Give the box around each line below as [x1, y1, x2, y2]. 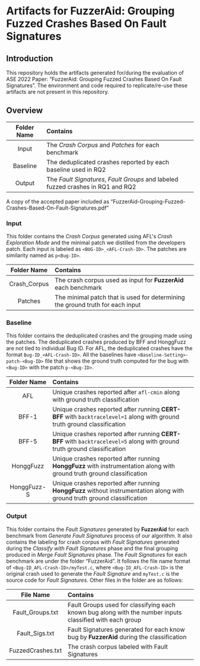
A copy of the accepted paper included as [6, 198, 110, 205]
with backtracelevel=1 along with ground [64, 413, 180, 421]
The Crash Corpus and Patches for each [46, 140, 160, 149]
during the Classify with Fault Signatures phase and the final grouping [6, 545, 179, 552]
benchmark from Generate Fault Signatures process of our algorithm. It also [6, 532, 193, 539]
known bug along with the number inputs [67, 608, 182, 616]
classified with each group [67, 615, 142, 624]
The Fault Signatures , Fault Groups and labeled [46, 175, 179, 183]
